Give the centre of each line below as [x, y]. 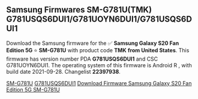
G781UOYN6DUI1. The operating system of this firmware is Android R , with [99, 65]
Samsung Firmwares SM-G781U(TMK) [79, 10]
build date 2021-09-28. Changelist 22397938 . [64, 71]
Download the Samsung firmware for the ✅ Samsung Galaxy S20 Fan [93, 43]
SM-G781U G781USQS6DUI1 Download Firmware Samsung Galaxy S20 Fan [99, 83]
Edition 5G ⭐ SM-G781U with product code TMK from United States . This [98, 50]
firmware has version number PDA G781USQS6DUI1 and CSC [82, 59]
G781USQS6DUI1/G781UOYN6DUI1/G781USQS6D [99, 19]
